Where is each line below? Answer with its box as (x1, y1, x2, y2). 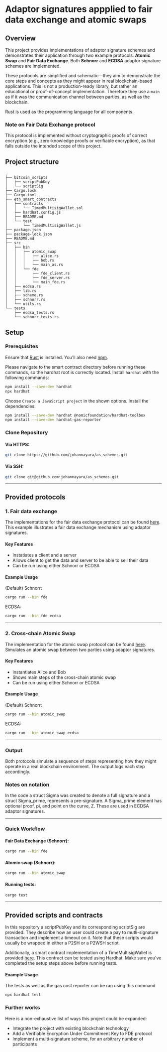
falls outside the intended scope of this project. (5, 143, 102, 149)
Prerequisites (5, 343, 38, 350)
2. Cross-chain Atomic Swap (5, 630, 76, 637)
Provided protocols (5, 493, 66, 501)
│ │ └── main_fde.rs (5, 280, 66, 285)
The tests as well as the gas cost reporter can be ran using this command (5, 983, 156, 989)
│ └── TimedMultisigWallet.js (5, 223, 81, 228)
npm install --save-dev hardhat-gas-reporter (5, 417, 101, 422)
